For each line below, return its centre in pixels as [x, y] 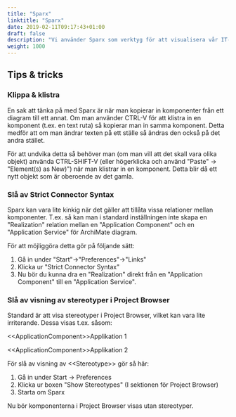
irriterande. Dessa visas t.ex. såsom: [60, 323]
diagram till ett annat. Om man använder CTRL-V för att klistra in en [104, 117]
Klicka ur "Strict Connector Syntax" [68, 267]
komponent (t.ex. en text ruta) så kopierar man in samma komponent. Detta [116, 125]
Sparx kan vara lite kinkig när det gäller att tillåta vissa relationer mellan [110, 210]
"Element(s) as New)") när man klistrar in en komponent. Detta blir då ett [112, 169]
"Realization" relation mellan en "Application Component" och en [101, 224]
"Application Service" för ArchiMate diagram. [72, 232]
